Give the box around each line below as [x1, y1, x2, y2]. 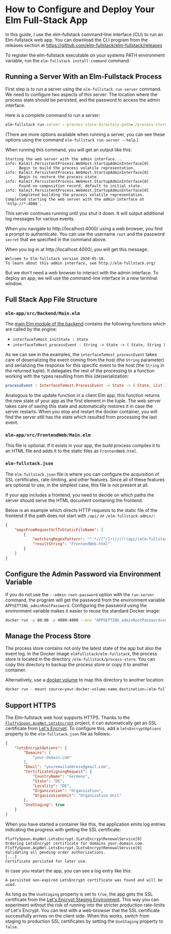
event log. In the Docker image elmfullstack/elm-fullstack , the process [5, 650, 158, 657]
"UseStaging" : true [23, 802, 65, 808]
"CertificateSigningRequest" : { [23, 769, 93, 775]
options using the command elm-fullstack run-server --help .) [5, 136, 139, 143]
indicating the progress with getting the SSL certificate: [5, 826, 121, 832]
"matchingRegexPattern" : [32, 536, 85, 542]
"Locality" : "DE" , [32, 783, 72, 788]
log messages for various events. [5, 216, 75, 222]
